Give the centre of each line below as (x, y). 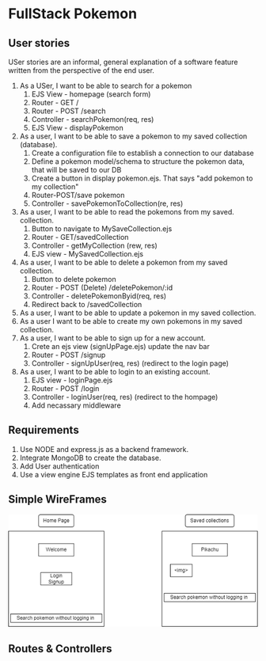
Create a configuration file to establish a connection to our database (143, 153)
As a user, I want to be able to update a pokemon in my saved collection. (138, 313)
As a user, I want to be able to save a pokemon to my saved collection (133, 136)
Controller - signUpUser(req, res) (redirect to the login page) (130, 363)
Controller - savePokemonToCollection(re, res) (107, 203)
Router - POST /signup (68, 355)
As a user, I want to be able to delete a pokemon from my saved (123, 262)
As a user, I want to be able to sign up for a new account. (112, 338)
